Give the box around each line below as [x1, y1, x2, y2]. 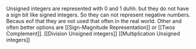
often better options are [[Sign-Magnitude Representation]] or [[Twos [6, 24, 175, 31]
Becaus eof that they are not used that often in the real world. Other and [6, 18, 182, 24]
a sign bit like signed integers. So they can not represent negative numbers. [6, 11, 191, 18]
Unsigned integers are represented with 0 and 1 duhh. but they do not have [6, 5, 189, 12]
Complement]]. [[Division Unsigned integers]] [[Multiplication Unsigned [6, 30, 181, 37]
